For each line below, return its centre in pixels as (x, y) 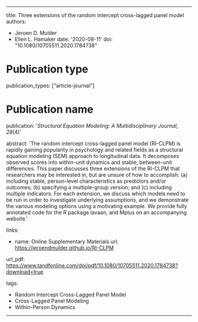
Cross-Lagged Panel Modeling (52, 301)
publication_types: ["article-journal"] (50, 86)
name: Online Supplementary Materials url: (67, 241)
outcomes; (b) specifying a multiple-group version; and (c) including (89, 187)
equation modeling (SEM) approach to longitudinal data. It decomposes (93, 156)
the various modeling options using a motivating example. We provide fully (97, 206)
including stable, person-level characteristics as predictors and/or (86, 181)
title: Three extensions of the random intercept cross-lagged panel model (95, 15)
